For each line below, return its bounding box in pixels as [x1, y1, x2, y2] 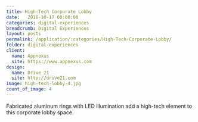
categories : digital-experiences [6, 20, 89, 26]
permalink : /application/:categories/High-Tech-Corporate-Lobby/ [6, 36, 172, 42]
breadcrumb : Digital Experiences [6, 25, 89, 32]
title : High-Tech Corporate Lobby [6, 8, 92, 15]
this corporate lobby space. [6, 108, 74, 116]
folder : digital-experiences [6, 42, 79, 48]
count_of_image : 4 [6, 86, 52, 92]
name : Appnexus [11, 53, 49, 59]
